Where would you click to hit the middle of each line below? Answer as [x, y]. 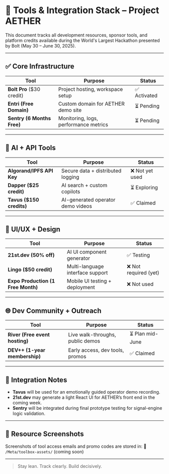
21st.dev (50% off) [31, 255]
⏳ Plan [137, 334]
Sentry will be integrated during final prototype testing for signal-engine [87, 408]
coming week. [27, 403]
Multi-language [86, 266]
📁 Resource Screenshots [45, 434]
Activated [146, 96]
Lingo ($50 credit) [30, 270]
